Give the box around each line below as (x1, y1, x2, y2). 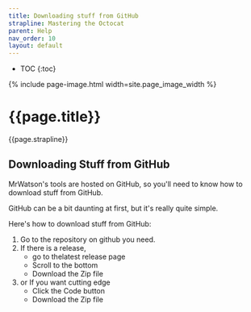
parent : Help (8, 27, 52, 35)
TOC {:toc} (19, 64, 56, 73)
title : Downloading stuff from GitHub (8, 11, 139, 20)
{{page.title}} (8, 108, 101, 126)
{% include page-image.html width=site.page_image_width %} (8, 80, 217, 89)
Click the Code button (31, 285, 106, 295)
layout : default (8, 42, 63, 50)
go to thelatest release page (31, 252, 126, 261)
